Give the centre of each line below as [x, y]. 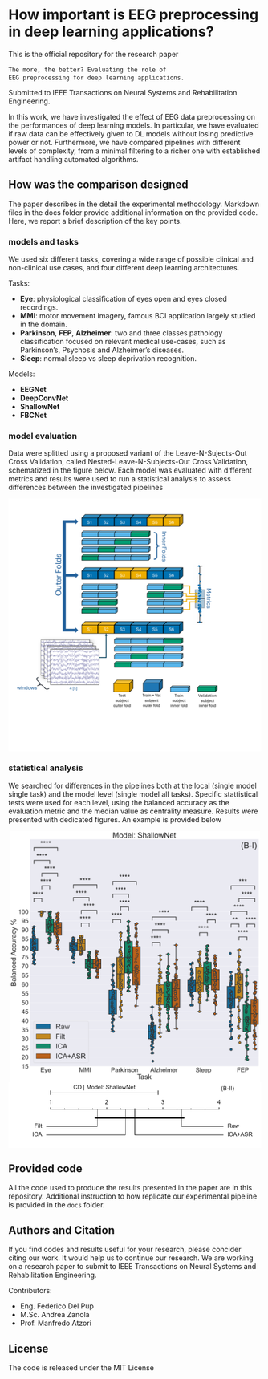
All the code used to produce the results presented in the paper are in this [130, 1188]
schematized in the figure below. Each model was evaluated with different [130, 470]
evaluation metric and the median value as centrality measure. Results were [133, 811]
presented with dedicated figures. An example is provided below [115, 819]
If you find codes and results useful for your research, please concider [125, 1250]
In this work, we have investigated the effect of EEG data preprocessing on [132, 116]
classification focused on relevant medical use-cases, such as [123, 342]
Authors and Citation [61, 1230]
